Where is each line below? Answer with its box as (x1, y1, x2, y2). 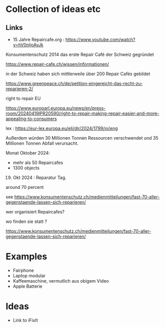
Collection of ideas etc (5, 3, 101, 15)
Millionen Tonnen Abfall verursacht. (5, 141, 79, 146)
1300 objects (12, 165, 40, 170)
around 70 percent (5, 184, 44, 190)
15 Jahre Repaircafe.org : (12, 36, 64, 42)
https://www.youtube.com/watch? (65, 36, 136, 42)
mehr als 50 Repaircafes (12, 160, 63, 165)
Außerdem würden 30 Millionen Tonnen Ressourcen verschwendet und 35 (5, 135, 159, 141)
